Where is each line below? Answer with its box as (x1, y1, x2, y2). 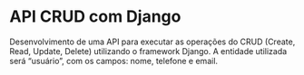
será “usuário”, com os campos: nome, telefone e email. (9, 55, 219, 66)
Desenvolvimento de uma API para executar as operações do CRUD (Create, (9, 36, 296, 47)
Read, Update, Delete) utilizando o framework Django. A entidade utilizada (9, 45, 288, 56)
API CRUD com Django (9, 6, 181, 27)
